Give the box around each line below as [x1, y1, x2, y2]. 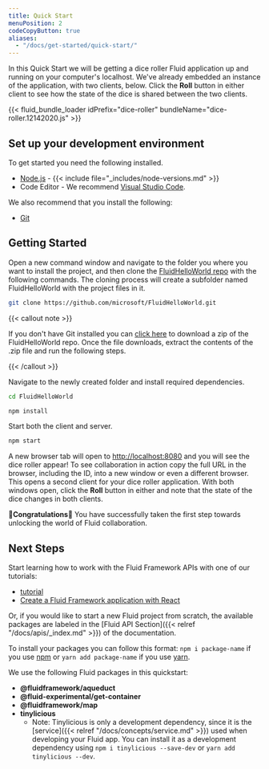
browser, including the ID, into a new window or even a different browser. [8, 469, 250, 478]
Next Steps [8, 541, 65, 555]
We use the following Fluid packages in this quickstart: [8, 668, 188, 677]
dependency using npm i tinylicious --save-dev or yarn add [31, 743, 236, 753]
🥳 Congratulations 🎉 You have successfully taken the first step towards [8, 510, 242, 519]
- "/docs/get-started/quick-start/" [15, 42, 138, 50]
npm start [8, 437, 42, 446]
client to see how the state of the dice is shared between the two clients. [8, 89, 248, 99]
